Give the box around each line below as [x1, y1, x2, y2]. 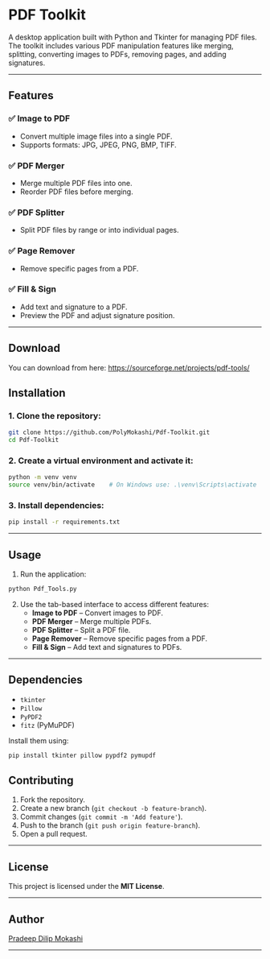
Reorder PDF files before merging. [19, 187, 134, 196]
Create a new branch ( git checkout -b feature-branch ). [19, 804, 207, 813]
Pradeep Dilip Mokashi [8, 934, 83, 944]
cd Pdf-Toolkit [8, 436, 59, 444]
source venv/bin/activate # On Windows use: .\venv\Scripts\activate [8, 481, 257, 489]
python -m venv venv [8, 473, 78, 482]
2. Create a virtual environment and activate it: [8, 455, 194, 466]
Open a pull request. [19, 829, 88, 839]
